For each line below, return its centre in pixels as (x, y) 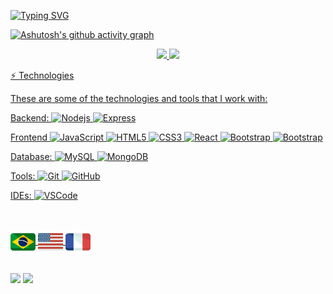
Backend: (30, 118)
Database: (31, 156)
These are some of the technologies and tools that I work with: (139, 98)
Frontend (29, 137)
